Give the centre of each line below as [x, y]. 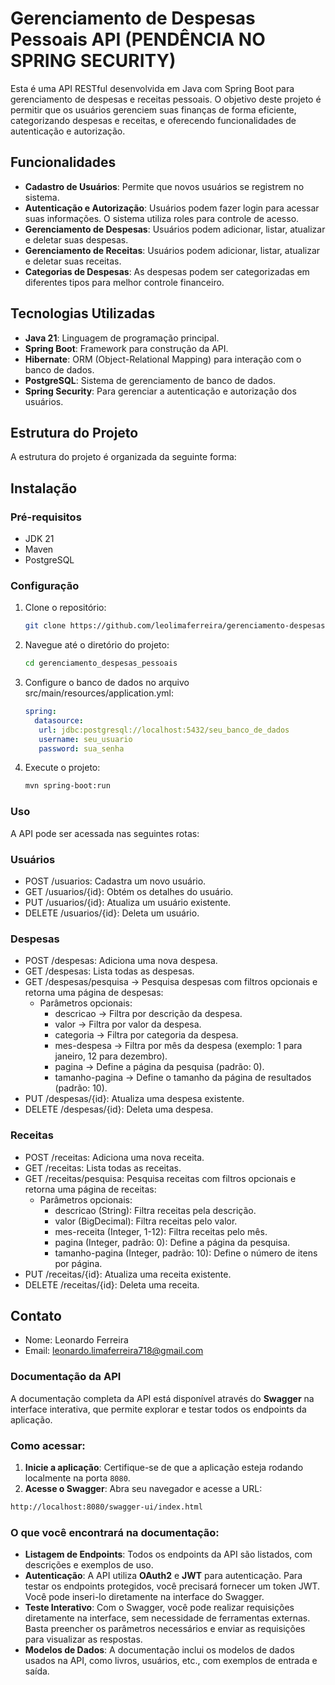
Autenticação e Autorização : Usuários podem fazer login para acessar [172, 208]
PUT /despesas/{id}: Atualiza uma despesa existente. [134, 1099]
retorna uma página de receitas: [90, 1189]
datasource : [59, 720]
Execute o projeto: [62, 768]
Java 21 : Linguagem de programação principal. [122, 338]
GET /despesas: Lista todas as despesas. [109, 971]
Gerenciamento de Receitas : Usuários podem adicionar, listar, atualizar [172, 250]
